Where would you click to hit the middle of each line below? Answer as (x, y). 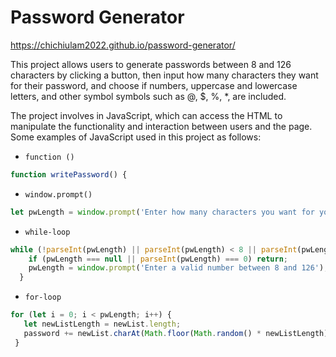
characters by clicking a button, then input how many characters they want (164, 75)
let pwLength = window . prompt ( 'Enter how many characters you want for (162, 212)
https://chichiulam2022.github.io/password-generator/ (123, 45)
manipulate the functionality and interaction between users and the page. (161, 126)
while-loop (47, 232)
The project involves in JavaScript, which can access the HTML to (146, 115)
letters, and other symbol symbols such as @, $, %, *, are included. (148, 96)
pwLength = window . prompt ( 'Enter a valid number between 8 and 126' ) (176, 268)
